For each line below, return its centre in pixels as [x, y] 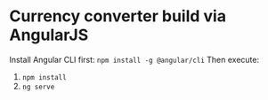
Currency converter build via [118, 16]
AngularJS [49, 35]
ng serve [38, 87]
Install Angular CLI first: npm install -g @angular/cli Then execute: [134, 59]
